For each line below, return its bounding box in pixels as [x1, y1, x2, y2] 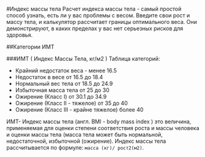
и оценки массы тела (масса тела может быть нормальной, [6, 131, 163, 138]
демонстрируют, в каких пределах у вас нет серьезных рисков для [6, 25, 184, 32]
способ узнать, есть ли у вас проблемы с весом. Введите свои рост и [6, 12, 190, 19]
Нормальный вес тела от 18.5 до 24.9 [15, 80, 113, 87]
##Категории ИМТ [6, 43, 55, 50]
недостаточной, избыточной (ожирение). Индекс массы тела [6, 137, 166, 145]
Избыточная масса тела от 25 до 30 [15, 86, 110, 94]
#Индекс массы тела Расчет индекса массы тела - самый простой [6, 6, 182, 12]
